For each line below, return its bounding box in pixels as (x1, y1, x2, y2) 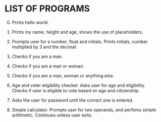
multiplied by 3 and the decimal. (11, 44, 77, 50)
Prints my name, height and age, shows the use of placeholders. (11, 29, 143, 35)
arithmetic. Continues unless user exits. (11, 112, 93, 118)
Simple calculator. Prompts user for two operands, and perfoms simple (11, 107, 157, 113)
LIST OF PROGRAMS (4, 3, 90, 14)
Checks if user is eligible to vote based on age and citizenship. (11, 87, 140, 93)
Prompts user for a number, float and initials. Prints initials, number (11, 38, 148, 45)
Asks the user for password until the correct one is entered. (11, 97, 134, 103)
